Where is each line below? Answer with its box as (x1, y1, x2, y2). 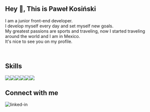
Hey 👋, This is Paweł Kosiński (5, 5, 97, 13)
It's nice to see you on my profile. (5, 38, 73, 44)
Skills (5, 62, 22, 71)
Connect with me (5, 89, 59, 97)
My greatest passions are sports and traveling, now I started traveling (5, 28, 146, 34)
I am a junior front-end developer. (5, 18, 73, 23)
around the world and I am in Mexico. (5, 33, 80, 39)
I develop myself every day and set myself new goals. (5, 23, 114, 29)
